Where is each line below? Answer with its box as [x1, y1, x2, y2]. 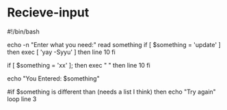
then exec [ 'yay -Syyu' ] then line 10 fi [7, 48, 116, 56]
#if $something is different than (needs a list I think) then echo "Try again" [7, 87, 217, 96]
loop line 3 [7, 94, 37, 103]
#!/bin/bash [7, 27, 40, 36]
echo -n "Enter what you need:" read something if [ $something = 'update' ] [7, 40, 221, 49]
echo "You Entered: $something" [7, 74, 101, 83]
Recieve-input [7, 5, 90, 20]
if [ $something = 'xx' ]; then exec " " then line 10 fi [7, 61, 150, 69]
